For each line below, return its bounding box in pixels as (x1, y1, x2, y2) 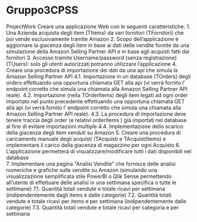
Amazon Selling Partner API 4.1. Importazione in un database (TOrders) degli (6, 73, 191, 80)
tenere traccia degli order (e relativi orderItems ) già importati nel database (6, 116, 187, 123)
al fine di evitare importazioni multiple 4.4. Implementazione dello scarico (6, 123, 183, 130)
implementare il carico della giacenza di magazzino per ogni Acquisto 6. (6, 142, 181, 149)
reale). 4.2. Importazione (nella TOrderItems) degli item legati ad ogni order (6, 92, 188, 99)
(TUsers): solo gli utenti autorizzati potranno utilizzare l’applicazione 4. (6, 60, 178, 68)
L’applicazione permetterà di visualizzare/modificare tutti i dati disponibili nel (6, 147, 192, 154)
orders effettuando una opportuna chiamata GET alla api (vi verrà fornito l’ (6, 79, 185, 86)
